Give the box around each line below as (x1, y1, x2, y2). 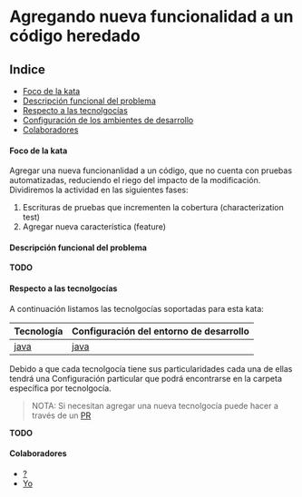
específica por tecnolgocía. (9, 383, 112, 394)
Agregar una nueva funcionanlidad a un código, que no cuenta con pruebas (9, 165, 293, 176)
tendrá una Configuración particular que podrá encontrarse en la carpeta (9, 373, 283, 384)
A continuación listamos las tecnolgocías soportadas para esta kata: (9, 303, 265, 314)
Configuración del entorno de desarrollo (72, 325, 249, 337)
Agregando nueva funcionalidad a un (9, 6, 294, 27)
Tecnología (14, 325, 63, 337)
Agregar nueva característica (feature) (22, 221, 166, 232)
